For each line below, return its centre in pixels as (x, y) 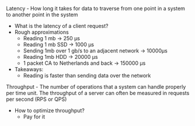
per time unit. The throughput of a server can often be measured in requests (98, 93)
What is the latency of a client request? (61, 26)
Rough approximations (41, 32)
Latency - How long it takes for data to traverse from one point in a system (96, 8)
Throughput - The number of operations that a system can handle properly (96, 87)
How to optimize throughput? (49, 111)
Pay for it (34, 117)
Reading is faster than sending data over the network (87, 76)
